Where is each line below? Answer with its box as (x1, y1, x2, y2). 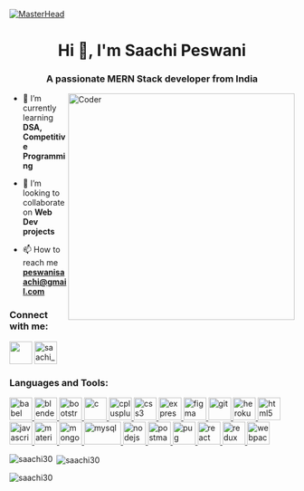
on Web (22, 207, 52, 217)
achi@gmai (22, 276, 67, 287)
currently (22, 102, 57, 113)
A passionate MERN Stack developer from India (45, 72, 259, 85)
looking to (22, 188, 61, 198)
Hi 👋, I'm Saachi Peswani (57, 41, 247, 61)
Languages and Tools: (9, 376, 109, 389)
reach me (22, 257, 59, 268)
